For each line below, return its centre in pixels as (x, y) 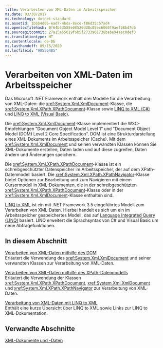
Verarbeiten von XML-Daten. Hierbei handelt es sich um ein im (68, 210)
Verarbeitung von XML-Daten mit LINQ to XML (51, 303)
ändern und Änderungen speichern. (41, 155)
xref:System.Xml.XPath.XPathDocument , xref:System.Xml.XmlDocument (78, 283)
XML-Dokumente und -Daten (34, 341)
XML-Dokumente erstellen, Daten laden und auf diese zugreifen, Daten (76, 150)
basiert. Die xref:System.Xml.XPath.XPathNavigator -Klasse (91, 174)
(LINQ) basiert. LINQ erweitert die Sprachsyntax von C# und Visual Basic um (82, 220)
